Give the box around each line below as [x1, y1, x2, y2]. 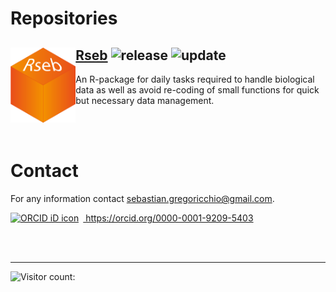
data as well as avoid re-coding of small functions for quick [75, 84, 320, 96]
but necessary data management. [75, 95, 215, 106]
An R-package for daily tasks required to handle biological [75, 73, 315, 85]
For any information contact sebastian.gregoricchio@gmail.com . [10, 192, 275, 204]
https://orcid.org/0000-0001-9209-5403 [85, 212, 254, 224]
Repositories [10, 7, 118, 30]
